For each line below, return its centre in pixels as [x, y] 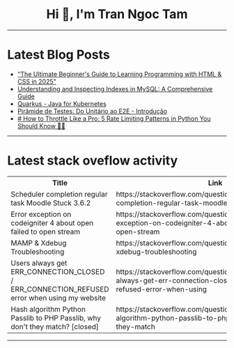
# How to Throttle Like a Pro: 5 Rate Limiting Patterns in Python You [114, 119]
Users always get [39, 263]
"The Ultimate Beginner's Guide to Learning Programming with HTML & [119, 74]
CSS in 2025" [37, 81]
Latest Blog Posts [58, 55]
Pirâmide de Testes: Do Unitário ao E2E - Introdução [92, 111]
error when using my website [58, 298]
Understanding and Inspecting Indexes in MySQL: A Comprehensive [115, 89]
